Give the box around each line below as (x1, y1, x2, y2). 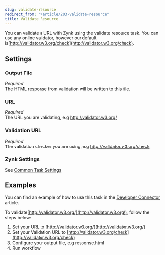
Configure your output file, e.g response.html (12, 240, 105, 246)
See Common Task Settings (5, 167, 62, 173)
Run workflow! (12, 245, 42, 251)
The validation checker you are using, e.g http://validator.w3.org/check (5, 144, 150, 149)
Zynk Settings (5, 156, 40, 163)
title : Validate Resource (5, 16, 58, 21)
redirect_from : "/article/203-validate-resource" (5, 12, 110, 17)
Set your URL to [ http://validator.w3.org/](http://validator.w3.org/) (12, 224, 146, 230)
